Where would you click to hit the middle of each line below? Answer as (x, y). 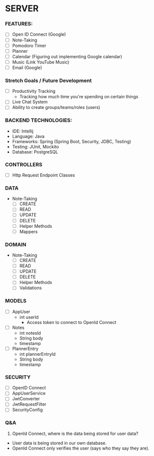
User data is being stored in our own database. (59, 443)
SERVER (22, 9)
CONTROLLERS (24, 164)
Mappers (29, 231)
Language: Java (28, 136)
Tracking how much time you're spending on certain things (79, 97)
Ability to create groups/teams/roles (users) (56, 108)
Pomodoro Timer (29, 45)
